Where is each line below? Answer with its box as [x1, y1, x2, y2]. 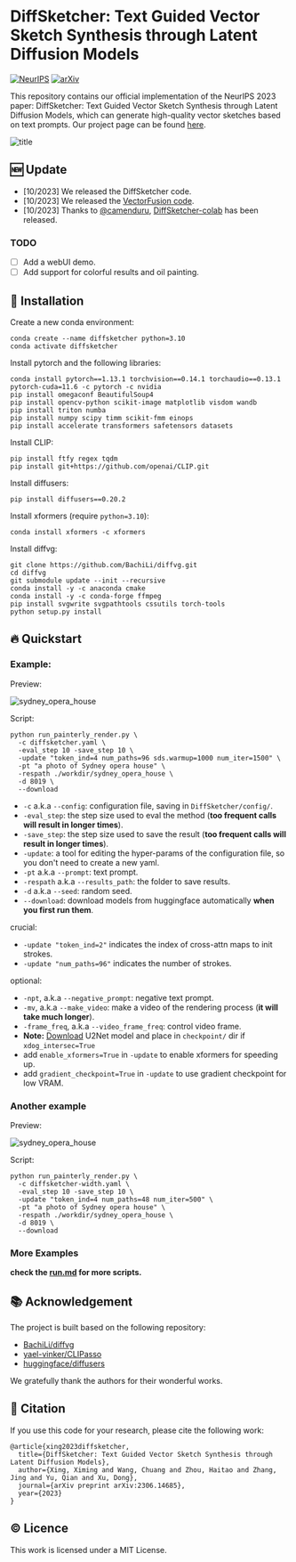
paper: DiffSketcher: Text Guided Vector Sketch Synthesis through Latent [10, 100, 278, 110]
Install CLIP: [10, 436, 54, 447]
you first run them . [22, 904, 94, 915]
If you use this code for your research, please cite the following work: [10, 1425, 265, 1436]
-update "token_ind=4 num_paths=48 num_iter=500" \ [18, 1195, 214, 1204]
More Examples [10, 1247, 79, 1259]
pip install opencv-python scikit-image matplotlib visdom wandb [10, 398, 257, 407]
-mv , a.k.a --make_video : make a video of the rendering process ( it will [22, 1002, 279, 1013]
